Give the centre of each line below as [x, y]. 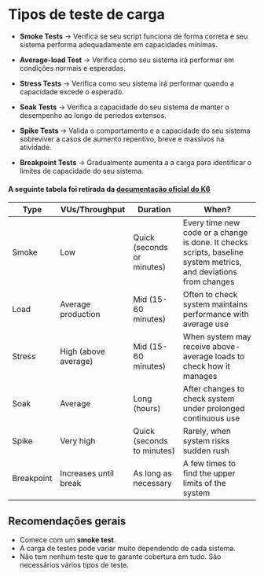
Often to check [211, 295]
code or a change [216, 233]
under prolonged [214, 409]
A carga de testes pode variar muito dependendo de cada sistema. [127, 548]
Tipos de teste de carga [86, 15]
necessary [152, 483]
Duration [154, 210]
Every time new [212, 223]
